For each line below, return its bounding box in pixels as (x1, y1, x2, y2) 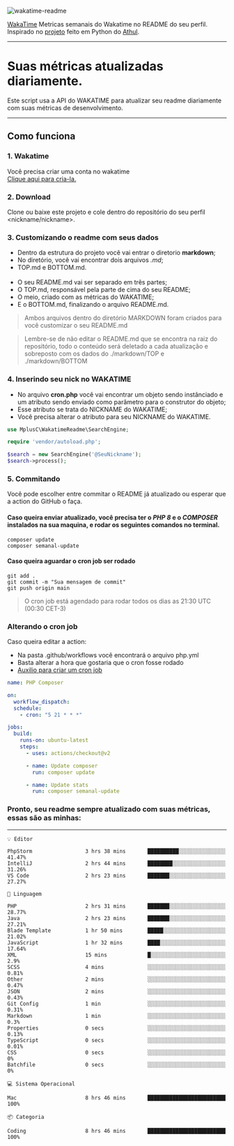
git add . (7, 572, 36, 579)
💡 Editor (7, 835, 33, 843)
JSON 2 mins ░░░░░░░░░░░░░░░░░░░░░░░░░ (7, 988, 226, 995)
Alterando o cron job (7, 621, 78, 631)
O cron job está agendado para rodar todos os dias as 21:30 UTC (24, 597, 211, 605)
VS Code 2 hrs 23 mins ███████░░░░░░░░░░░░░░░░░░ (7, 872, 226, 879)
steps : (19, 743, 39, 751)
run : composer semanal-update (32, 788, 120, 795)
